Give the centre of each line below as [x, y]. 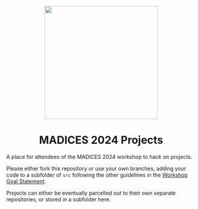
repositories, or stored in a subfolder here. [59, 199]
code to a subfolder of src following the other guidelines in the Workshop [97, 175]
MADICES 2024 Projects [101, 140]
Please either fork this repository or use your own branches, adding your [96, 168]
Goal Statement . [26, 181]
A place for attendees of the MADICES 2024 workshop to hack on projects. [99, 157]
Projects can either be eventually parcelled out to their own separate [91, 193]
